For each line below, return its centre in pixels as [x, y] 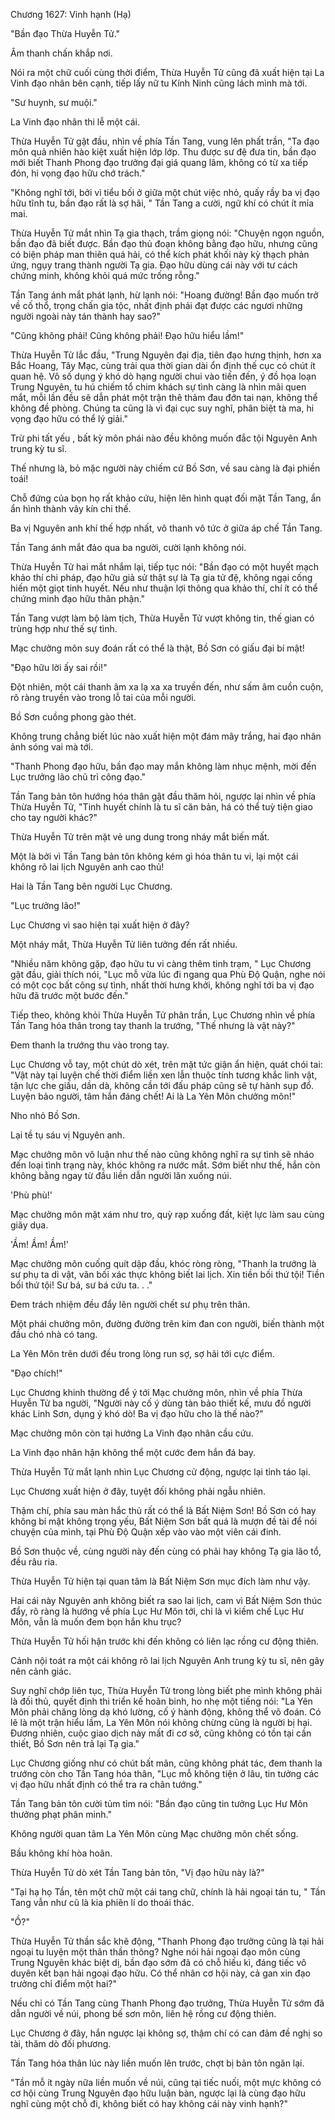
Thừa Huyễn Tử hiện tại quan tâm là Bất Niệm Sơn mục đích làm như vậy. [160, 1581]
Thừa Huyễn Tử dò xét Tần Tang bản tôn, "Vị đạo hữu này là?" [137, 1872]
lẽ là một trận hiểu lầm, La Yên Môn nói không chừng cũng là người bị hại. [161, 1722]
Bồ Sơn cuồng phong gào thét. [73, 717]
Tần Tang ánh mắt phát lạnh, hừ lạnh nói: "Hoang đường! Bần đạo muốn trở [164, 295]
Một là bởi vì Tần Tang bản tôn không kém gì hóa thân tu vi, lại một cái [154, 856]
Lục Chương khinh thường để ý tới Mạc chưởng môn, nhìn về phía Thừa [156, 1392]
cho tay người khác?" [54, 817]
